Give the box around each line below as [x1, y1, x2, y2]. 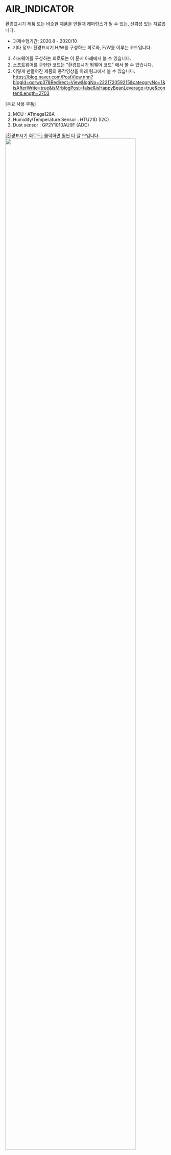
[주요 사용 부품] [5, 100, 36, 107]
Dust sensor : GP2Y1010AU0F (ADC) [12, 121, 89, 128]
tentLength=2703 [12, 90, 50, 96]
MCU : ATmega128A [12, 111, 55, 117]
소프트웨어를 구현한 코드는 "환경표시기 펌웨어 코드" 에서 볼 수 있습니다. [12, 61, 153, 68]
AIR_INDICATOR [5, 3, 74, 15]
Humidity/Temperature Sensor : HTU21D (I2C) [12, 116, 109, 122]
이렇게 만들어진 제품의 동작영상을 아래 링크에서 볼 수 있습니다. [12, 68, 136, 74]
